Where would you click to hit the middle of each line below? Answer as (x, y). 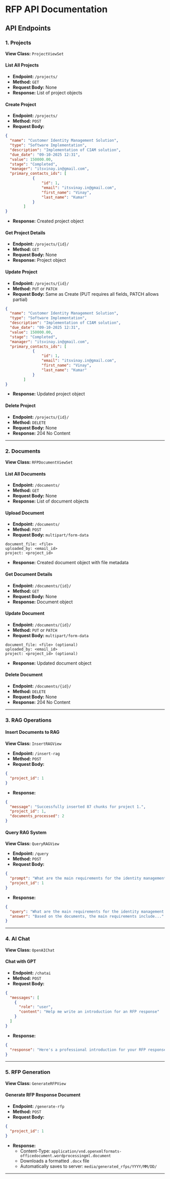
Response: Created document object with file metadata (71, 563)
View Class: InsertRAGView (33, 743)
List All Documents (26, 474)
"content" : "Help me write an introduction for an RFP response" (89, 1012)
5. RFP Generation (28, 1072)
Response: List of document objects (51, 501)
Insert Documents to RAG (32, 732)
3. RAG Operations (28, 720)
